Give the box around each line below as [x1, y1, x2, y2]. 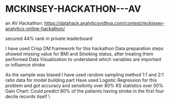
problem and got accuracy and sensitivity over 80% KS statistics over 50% [5, 82, 164, 89]
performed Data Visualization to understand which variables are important [5, 56, 162, 62]
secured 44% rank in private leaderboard [5, 35, 93, 41]
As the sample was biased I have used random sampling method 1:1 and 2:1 [5, 71, 164, 77]
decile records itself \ [5, 93, 50, 99]
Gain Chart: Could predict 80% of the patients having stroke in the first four [5, 88, 164, 94]
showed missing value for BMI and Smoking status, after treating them [5, 51, 154, 57]
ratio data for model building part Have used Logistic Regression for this [5, 77, 157, 83]
